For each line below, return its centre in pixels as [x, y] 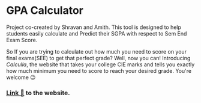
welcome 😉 [21, 77]
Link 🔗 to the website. [38, 93]
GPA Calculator [45, 11]
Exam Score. [22, 40]
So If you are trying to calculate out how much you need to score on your [97, 51]
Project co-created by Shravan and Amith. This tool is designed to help [94, 27]
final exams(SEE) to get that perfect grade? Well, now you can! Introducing [98, 58]
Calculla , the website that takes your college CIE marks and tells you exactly [100, 64]
